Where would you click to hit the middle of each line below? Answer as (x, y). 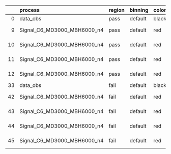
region (117, 10)
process (30, 10)
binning (139, 10)
